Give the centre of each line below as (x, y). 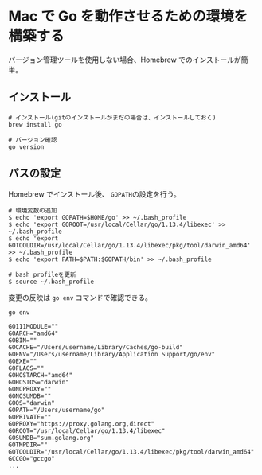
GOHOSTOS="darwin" (39, 382)
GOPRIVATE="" (30, 417)
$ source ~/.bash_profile (51, 282)
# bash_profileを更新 (42, 274)
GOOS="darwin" (32, 403)
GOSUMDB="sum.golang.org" (51, 438)
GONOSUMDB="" (30, 396)
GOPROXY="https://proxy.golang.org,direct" (82, 424)
